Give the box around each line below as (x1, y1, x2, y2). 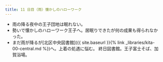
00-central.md (12, 45, 42, 51)
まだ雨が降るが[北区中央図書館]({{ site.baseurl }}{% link (12, 40, 125, 45)
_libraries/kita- (125, 40, 155, 45)
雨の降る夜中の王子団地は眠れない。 (12, 21, 86, 27)
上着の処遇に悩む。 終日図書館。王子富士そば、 (58, 45, 154, 51)
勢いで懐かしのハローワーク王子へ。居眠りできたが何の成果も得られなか (12, 27, 158, 33)
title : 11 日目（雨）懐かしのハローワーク (5, 7, 82, 12)
